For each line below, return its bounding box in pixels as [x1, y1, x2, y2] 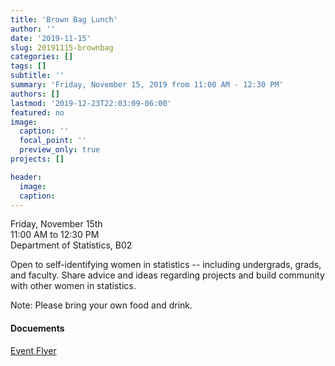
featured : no [10, 107, 65, 118]
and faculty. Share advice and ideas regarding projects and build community [10, 269, 325, 281]
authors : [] [10, 89, 60, 99]
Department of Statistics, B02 [10, 239, 133, 251]
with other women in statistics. [10, 280, 137, 292]
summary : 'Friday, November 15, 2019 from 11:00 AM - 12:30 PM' [10, 80, 284, 90]
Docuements [10, 322, 65, 334]
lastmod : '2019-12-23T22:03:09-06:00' [10, 98, 172, 108]
